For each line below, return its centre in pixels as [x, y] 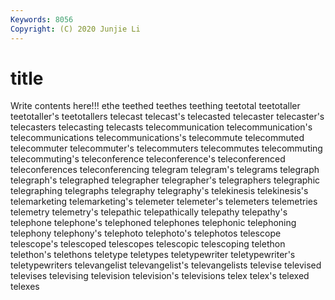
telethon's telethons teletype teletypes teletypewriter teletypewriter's [153, 255]
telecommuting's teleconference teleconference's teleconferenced [148, 159]
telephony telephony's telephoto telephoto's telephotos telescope [146, 233]
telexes [25, 287]
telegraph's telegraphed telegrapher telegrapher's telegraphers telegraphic [165, 180]
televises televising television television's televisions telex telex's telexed [160, 276]
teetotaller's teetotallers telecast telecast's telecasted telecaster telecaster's [167, 117]
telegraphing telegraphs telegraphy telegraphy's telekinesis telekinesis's [159, 191]
